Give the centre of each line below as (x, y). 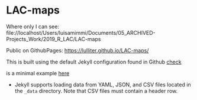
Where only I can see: (33, 26)
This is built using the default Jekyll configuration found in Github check (94, 62)
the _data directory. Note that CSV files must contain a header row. (96, 91)
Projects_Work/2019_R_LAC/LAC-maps (54, 39)
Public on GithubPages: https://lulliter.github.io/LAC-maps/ (77, 50)
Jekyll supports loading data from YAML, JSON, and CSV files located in (103, 84)
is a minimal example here (38, 73)
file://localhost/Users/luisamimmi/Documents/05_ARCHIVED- (81, 32)
